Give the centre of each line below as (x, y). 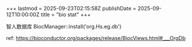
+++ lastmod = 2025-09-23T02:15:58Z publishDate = (71, 8)
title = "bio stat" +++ (66, 15)
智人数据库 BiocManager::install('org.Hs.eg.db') (64, 26)
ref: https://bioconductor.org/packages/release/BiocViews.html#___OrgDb (96, 38)
